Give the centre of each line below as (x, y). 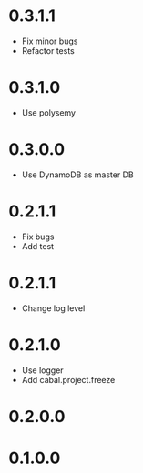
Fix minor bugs (50, 41)
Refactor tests (48, 50)
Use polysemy (49, 112)
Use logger (43, 370)
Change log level (53, 308)
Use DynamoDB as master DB (77, 175)
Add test (38, 246)
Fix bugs (38, 236)
